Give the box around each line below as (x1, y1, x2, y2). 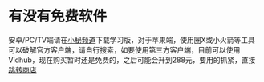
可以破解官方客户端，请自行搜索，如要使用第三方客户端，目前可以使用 (8, 45, 241, 54)
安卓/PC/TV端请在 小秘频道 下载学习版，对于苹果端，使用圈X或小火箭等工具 (8, 35, 255, 45)
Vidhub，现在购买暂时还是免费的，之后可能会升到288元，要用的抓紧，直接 (8, 55, 256, 64)
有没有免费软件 (8, 7, 108, 25)
